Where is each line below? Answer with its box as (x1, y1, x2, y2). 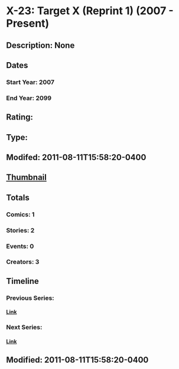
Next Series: (6, 323, 43, 332)
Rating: (6, 112, 34, 122)
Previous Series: (6, 294, 54, 302)
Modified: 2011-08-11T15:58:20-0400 (6, 355, 149, 365)
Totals (6, 192, 30, 202)
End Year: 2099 (6, 93, 52, 102)
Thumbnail (6, 173, 47, 183)
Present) (6, 17, 50, 30)
